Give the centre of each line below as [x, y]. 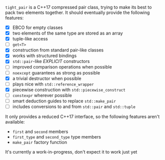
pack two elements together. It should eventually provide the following [77, 12]
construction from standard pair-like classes [58, 50]
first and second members [40, 131]
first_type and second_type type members [57, 136]
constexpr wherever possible [42, 95]
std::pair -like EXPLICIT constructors [51, 61]
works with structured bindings [44, 56]
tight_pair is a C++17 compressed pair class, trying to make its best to [78, 7]
